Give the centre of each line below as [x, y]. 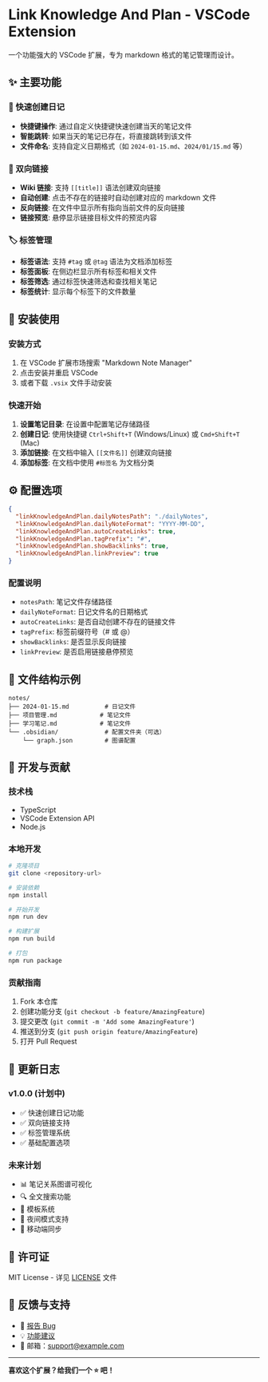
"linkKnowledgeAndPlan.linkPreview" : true [87, 554]
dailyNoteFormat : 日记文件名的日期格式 [84, 612]
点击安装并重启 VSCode [59, 372]
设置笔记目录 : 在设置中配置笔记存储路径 [85, 424]
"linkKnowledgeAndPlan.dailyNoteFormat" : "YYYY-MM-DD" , [110, 524]
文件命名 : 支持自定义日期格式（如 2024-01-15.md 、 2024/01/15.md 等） [133, 146]
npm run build [32, 939]
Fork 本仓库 [39, 1002]
